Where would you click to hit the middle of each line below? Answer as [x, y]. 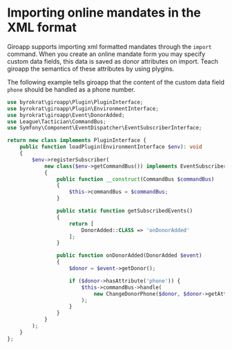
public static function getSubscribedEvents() [125, 211]
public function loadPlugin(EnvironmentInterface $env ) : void [111, 147]
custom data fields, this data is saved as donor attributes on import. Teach [113, 61]
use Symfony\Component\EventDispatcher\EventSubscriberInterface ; [105, 128]
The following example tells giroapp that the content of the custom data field [116, 82]
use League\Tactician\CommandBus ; [57, 122]
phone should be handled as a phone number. [71, 89]
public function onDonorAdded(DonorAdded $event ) [129, 256]
